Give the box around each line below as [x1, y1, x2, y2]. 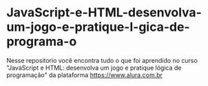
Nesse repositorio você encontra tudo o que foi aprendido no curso [6, 56, 198, 64]
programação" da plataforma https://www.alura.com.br [6, 70, 163, 79]
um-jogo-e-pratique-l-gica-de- [6, 19, 190, 35]
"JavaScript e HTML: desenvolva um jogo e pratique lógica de [6, 63, 182, 72]
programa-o [6, 34, 77, 49]
